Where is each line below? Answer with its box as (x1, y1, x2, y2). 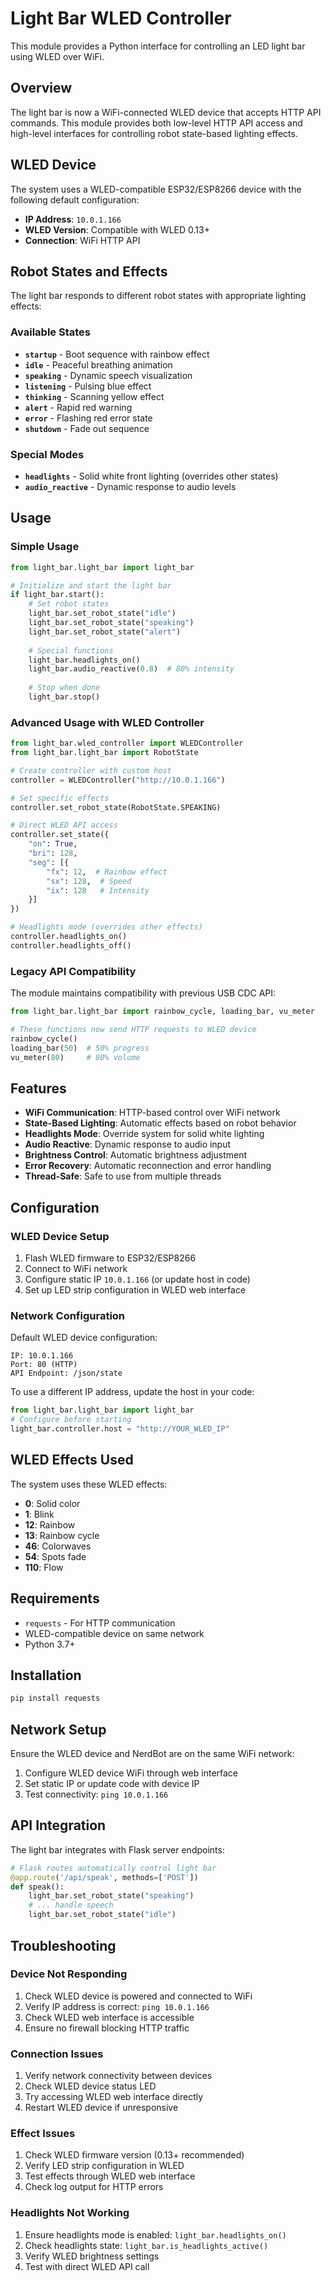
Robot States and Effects (10, 263, 168, 280)
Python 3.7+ (24, 1638, 76, 1650)
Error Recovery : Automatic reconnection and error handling (24, 1160, 272, 1172)
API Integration (10, 1817, 107, 1834)
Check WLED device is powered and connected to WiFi (24, 1990, 253, 2002)
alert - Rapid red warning (24, 401, 133, 413)
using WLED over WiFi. (10, 50, 105, 62)
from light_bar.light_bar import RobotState (10, 748, 199, 758)
